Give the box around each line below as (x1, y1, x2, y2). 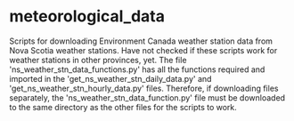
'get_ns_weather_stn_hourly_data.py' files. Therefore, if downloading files (9, 83, 279, 93)
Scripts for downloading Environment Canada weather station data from (9, 36, 274, 46)
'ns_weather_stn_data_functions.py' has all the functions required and (9, 64, 265, 75)
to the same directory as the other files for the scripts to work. (9, 101, 238, 112)
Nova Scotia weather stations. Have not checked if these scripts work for (9, 44, 278, 55)
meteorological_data (9, 6, 165, 27)
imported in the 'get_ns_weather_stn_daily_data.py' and (9, 73, 212, 84)
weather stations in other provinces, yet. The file (9, 54, 187, 65)
